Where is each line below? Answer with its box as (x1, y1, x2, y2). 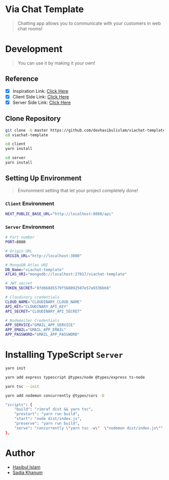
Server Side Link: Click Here (12, 99, 71, 105)
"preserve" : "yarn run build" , (14, 421, 80, 426)
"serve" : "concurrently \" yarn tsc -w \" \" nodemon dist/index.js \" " (14, 425, 163, 431)
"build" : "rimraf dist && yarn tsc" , (14, 407, 94, 412)
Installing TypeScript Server (5, 349, 123, 360)
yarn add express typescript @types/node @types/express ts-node (5, 375, 145, 380)
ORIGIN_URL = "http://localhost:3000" (5, 253, 82, 258)
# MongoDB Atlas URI (5, 262, 49, 268)
